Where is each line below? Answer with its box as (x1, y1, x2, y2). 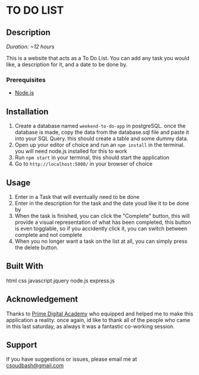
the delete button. (14, 243, 59, 251)
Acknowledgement (6, 294, 78, 304)
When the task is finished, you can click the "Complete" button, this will (14, 212, 190, 219)
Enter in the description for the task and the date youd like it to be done (14, 199, 189, 207)
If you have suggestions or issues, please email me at (6, 355, 138, 363)
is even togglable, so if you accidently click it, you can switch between (14, 224, 188, 232)
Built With (6, 261, 43, 271)
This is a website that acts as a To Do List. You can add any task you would (6, 55, 190, 61)
